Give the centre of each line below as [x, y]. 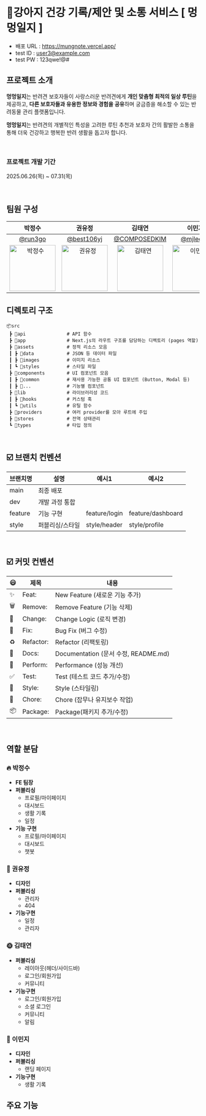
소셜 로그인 [37, 1006]
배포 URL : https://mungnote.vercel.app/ [66, 46]
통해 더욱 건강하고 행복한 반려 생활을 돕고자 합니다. [67, 132]
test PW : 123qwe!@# [42, 60]
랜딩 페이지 [37, 1069]
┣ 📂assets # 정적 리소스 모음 [58, 347]
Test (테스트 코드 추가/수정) [93, 677]
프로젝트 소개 [30, 80]
